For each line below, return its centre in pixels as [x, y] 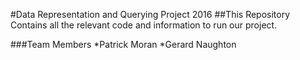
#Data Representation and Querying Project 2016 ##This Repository [150, 14]
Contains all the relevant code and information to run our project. [144, 25]
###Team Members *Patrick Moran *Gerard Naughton [123, 44]
